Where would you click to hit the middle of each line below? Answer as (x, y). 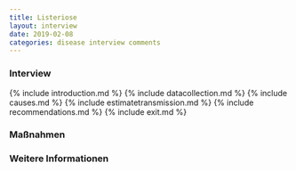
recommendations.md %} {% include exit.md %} (98, 111)
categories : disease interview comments (85, 42)
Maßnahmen (37, 134)
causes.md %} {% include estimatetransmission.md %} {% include (132, 102)
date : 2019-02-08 (41, 34)
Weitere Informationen (59, 159)
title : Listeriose (43, 17)
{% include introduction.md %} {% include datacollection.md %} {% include (148, 93)
